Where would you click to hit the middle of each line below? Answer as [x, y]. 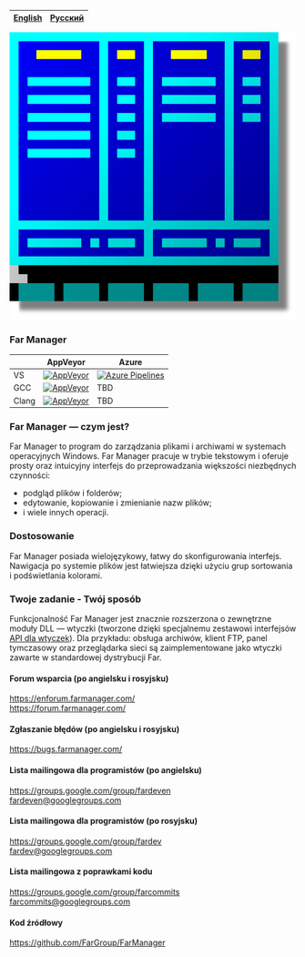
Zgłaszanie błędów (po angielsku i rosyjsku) [95, 728]
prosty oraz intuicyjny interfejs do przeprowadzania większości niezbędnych [153, 466]
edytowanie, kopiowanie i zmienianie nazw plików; [117, 503]
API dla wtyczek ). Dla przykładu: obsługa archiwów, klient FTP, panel [138, 637]
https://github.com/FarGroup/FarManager [87, 942]
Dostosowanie [42, 536]
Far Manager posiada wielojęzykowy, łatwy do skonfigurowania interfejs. [146, 555]
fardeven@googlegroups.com [66, 800]
